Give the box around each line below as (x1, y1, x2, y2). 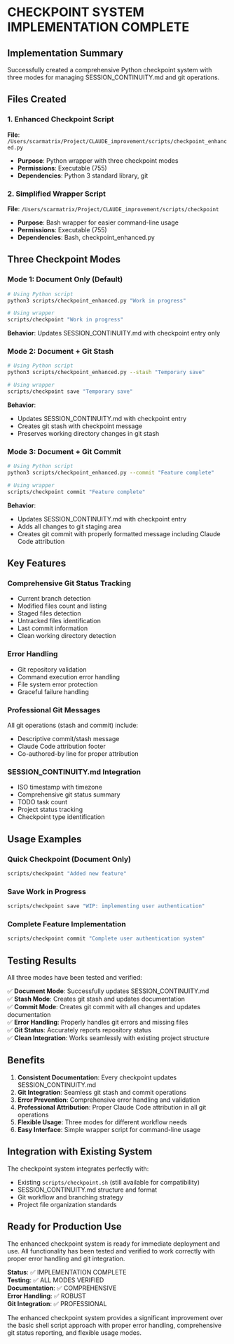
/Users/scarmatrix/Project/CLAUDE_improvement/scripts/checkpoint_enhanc (7, 138, 228, 145)
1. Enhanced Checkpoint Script (7, 114, 114, 124)
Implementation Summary (7, 47, 124, 59)
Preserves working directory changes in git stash (17, 429, 160, 437)
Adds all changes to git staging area (17, 522, 121, 531)
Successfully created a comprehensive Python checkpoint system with (7, 66, 212, 74)
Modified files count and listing (17, 601, 107, 611)
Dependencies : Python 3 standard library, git (17, 171, 149, 180)
